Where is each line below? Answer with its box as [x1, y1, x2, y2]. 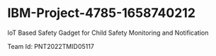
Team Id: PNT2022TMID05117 [7, 42, 94, 50]
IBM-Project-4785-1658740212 [7, 5, 196, 21]
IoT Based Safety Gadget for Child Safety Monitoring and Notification [7, 28, 209, 37]
